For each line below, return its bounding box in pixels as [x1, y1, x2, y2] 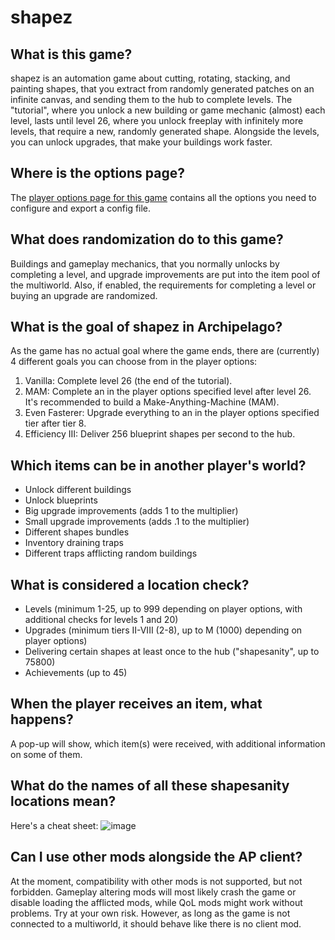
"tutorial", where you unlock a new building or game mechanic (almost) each [10, 104, 326, 116]
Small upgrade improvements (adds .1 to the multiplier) [24, 516, 250, 528]
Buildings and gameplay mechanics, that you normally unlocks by [10, 257, 280, 270]
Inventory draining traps [24, 537, 125, 549]
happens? [10, 711, 74, 728]
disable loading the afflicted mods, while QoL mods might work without [10, 896, 303, 908]
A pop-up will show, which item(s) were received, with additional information [10, 737, 326, 750]
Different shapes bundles [24, 526, 130, 538]
